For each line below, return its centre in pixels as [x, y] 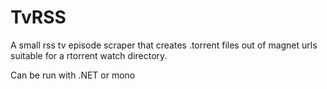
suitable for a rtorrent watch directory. [89, 55]
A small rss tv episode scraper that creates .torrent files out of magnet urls [164, 45]
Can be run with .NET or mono [73, 75]
